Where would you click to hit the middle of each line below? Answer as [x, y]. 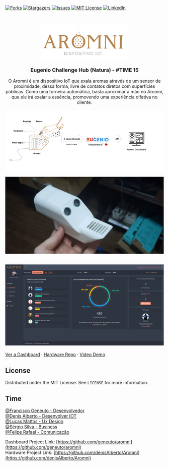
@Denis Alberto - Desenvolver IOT [41, 416]
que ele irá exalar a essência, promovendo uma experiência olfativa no [84, 97]
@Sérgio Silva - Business [31, 427]
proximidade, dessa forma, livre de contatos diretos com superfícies [84, 86]
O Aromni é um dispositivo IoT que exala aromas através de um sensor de [84, 81]
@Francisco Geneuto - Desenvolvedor [45, 411]
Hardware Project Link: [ [30, 453]
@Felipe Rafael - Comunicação [37, 432]
